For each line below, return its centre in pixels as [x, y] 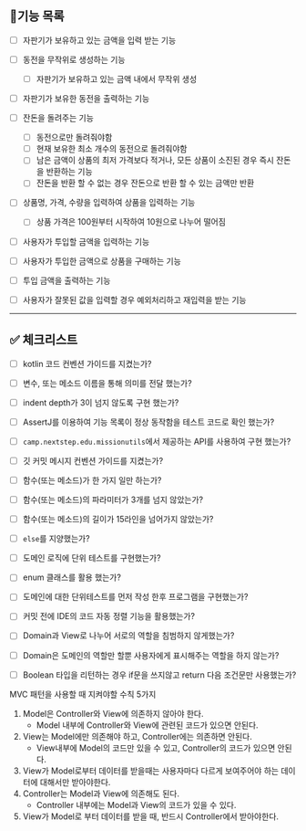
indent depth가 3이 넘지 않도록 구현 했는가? [101, 402]
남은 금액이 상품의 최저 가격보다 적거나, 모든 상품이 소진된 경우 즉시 [155, 160]
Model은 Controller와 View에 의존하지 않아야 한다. [113, 713]
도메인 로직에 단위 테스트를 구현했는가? [92, 558]
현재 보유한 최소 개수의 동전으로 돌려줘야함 [112, 149]
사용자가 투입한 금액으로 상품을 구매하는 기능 [102, 261]
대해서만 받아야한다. [75, 782]
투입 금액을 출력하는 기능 [66, 280]
